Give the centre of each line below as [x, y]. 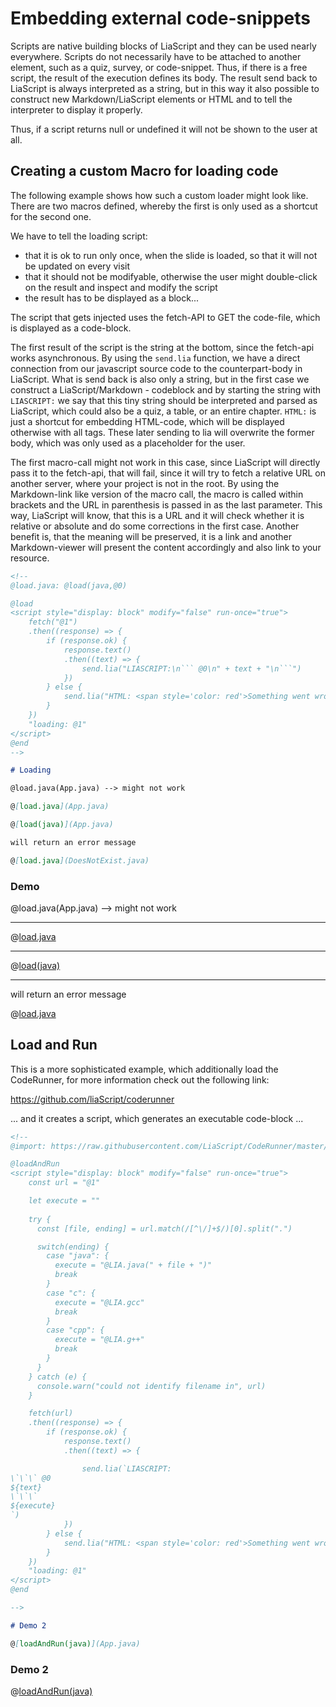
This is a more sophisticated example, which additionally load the [144, 1069]
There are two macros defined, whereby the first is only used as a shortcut [164, 206]
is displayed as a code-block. [71, 328]
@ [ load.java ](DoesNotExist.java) [80, 860]
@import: [28, 1146]
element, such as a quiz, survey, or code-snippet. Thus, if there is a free [159, 67]
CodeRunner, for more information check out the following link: [140, 1079]
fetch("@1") [53, 622]
